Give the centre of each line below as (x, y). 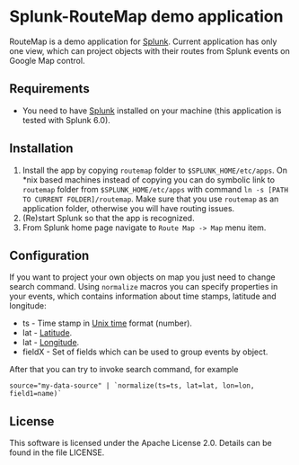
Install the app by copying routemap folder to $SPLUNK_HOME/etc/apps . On (154, 170)
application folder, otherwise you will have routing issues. (128, 208)
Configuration (49, 255)
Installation (41, 149)
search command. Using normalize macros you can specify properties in (144, 287)
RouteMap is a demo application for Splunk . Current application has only (143, 41)
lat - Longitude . (51, 343)
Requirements (49, 89)
